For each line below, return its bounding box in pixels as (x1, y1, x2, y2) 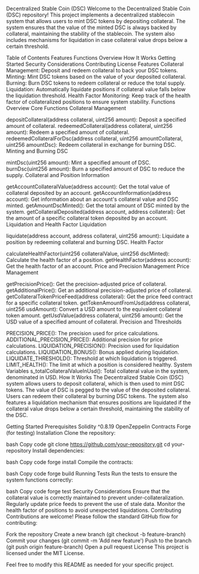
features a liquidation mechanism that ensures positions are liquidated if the (6, 399, 191, 406)
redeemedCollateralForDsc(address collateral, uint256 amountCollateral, (6, 135, 183, 142)
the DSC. (6, 412, 28, 418)
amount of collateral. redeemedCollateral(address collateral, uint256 (6, 123, 173, 129)
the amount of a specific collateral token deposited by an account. (6, 214, 168, 222)
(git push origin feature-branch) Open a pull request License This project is (6, 543, 190, 550)
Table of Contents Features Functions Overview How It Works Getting (6, 54, 176, 61)
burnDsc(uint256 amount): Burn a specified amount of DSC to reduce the (6, 165, 185, 172)
